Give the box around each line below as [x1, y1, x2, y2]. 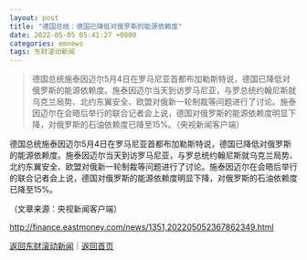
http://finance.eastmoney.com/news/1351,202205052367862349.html [9, 222, 274, 233]
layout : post [9, 13, 59, 23]
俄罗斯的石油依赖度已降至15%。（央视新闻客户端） [56, 120, 245, 130]
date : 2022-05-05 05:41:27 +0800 [9, 30, 137, 39]
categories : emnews [9, 38, 84, 48]
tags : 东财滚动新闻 [9, 47, 76, 57]
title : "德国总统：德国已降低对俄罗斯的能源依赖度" [9, 22, 183, 31]
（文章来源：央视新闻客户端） [9, 203, 122, 214]
